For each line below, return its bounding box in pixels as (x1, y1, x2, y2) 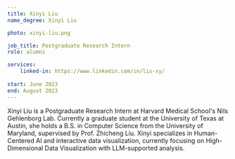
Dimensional (7, 144, 44, 152)
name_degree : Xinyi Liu (7, 17, 77, 24)
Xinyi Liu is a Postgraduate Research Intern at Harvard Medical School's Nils (7, 106, 229, 115)
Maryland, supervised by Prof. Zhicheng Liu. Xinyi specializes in (7, 129, 193, 137)
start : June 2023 (7, 81, 58, 88)
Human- (193, 129, 218, 137)
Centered (7, 136, 35, 144)
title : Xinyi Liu (7, 10, 58, 18)
